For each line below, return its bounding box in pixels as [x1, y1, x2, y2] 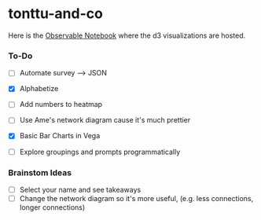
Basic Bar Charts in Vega [19, 131, 101, 141]
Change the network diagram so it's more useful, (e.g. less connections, [19, 193, 254, 203]
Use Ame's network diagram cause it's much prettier [19, 115, 191, 125]
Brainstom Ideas [8, 167, 72, 178]
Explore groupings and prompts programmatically [19, 147, 181, 156]
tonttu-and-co [8, 5, 104, 23]
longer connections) [19, 203, 86, 212]
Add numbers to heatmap [19, 100, 103, 109]
